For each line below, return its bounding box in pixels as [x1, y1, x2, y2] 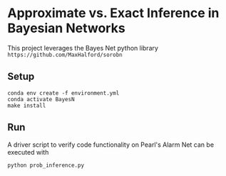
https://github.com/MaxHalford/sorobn [7, 51, 123, 58]
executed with [7, 147, 49, 156]
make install [7, 102, 46, 109]
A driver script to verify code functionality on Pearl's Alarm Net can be [7, 140, 215, 149]
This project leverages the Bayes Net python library [7, 43, 159, 52]
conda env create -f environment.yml [7, 89, 120, 97]
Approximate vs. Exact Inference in [7, 5, 220, 21]
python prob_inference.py [7, 162, 84, 169]
